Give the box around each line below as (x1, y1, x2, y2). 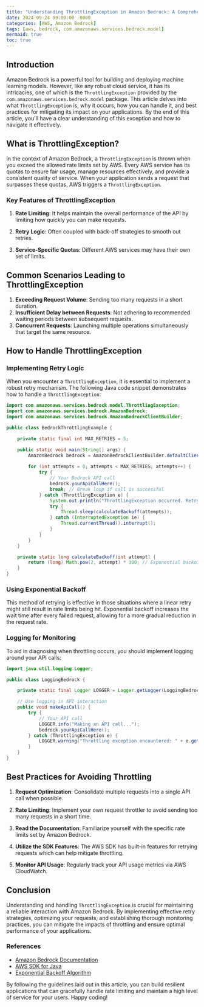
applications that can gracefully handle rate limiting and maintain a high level (6, 987, 198, 994)
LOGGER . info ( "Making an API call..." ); (38, 721, 140, 727)
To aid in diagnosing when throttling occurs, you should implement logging (6, 647, 193, 654)
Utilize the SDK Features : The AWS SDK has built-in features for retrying (15, 843, 198, 850)
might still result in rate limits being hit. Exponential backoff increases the (6, 606, 189, 613)
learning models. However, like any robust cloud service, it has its (6, 82, 171, 89)
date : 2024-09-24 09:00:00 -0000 (6, 15, 91, 21)
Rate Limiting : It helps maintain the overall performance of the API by (15, 209, 189, 216)
